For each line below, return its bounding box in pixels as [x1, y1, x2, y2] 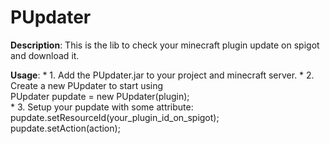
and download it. [10, 49, 80, 61]
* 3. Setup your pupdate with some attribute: [10, 101, 194, 113]
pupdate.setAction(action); [10, 122, 121, 134]
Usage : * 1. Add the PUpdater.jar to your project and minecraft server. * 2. [10, 69, 315, 81]
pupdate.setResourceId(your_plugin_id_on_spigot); [10, 111, 220, 123]
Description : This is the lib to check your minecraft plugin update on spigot [10, 39, 320, 51]
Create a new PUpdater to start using [10, 79, 164, 91]
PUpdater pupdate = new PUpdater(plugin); [10, 90, 190, 102]
